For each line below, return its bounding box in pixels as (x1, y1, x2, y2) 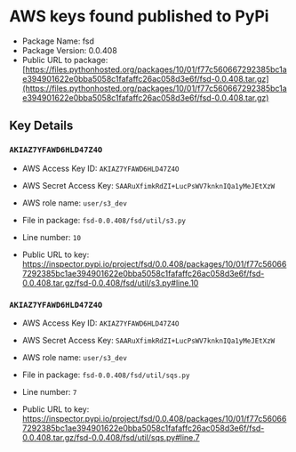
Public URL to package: (21, 54, 108, 65)
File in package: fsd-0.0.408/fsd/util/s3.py (21, 214, 187, 225)
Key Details (9, 118, 74, 133)
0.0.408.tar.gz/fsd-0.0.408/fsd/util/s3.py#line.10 (21, 278, 199, 288)
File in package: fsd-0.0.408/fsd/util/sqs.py (21, 369, 190, 380)
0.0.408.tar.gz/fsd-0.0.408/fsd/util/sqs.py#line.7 (21, 432, 200, 442)
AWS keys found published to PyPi (9, 6, 269, 27)
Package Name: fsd (21, 36, 95, 46)
